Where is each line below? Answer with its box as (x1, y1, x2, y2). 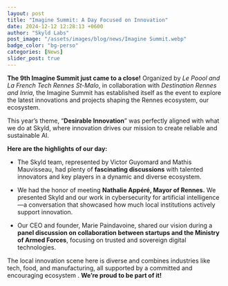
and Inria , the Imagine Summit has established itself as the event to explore (7, 88, 222, 96)
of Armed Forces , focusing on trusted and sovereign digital (17, 236, 187, 244)
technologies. (17, 243, 57, 252)
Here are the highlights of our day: (7, 144, 108, 152)
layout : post (7, 10, 45, 17)
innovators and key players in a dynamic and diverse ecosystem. (17, 172, 202, 181)
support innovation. (17, 207, 73, 216)
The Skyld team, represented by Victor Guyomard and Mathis (17, 158, 192, 166)
